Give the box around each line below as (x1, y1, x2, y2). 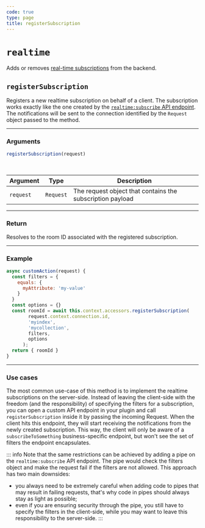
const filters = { (12, 273, 59, 280)
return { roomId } (12, 347, 59, 354)
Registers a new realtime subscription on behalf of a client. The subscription (6, 97, 198, 104)
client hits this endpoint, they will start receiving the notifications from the (6, 419, 191, 427)
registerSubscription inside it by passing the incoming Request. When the (6, 413, 195, 421)
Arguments (6, 137, 41, 146)
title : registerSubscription (6, 20, 81, 26)
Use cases (6, 373, 38, 382)
